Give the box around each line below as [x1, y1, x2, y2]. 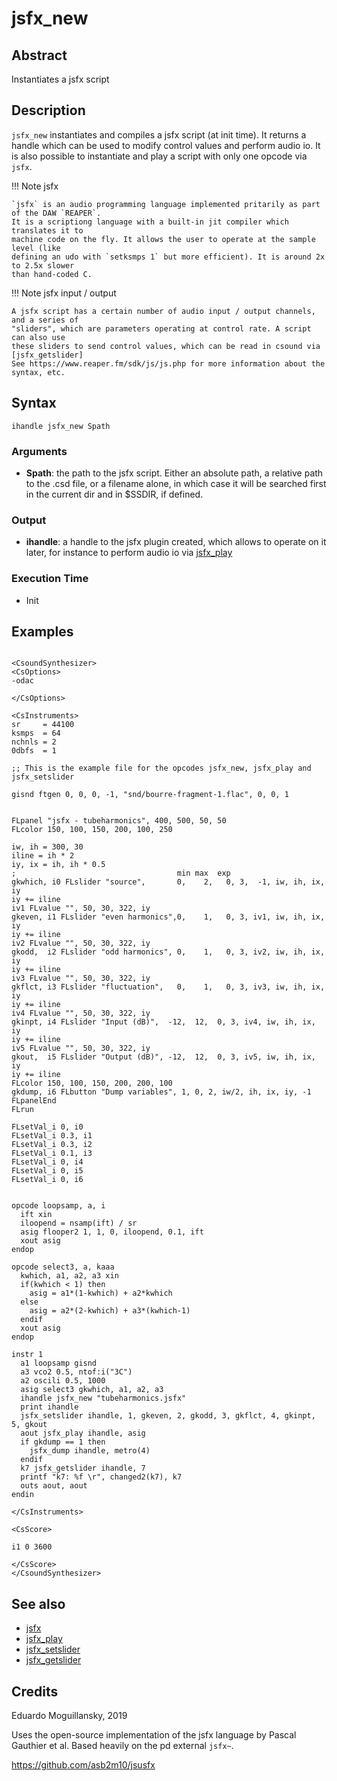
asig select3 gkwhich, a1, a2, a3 [20, 1385, 164, 1395]
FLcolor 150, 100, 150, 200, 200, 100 [11, 1078, 173, 1089]
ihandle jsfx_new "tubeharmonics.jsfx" [20, 1393, 187, 1404]
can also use [11, 332, 66, 342]
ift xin [20, 1210, 53, 1220]
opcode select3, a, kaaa [11, 1262, 115, 1272]
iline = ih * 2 [11, 851, 75, 861]
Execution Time [11, 572, 89, 586]
